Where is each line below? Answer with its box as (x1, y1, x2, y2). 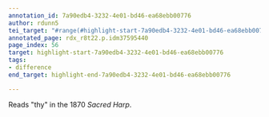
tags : (8, 57, 26, 64)
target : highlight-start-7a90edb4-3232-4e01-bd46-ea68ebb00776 (8, 49, 224, 57)
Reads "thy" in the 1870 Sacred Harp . (8, 99, 132, 109)
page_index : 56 (8, 41, 59, 49)
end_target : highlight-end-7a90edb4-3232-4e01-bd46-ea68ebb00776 (8, 71, 231, 79)
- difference (8, 64, 52, 72)
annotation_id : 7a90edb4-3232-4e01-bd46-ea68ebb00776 (8, 11, 192, 20)
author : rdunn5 (8, 19, 59, 27)
